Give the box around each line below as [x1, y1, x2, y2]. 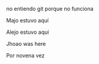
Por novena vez [6, 52, 45, 59]
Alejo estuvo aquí [6, 28, 49, 36]
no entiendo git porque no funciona [6, 5, 94, 12]
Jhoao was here [6, 40, 46, 47]
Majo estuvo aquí [6, 17, 49, 24]
